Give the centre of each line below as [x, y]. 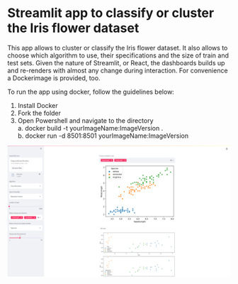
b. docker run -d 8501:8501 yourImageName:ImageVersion [103, 136]
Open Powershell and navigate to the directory [85, 120]
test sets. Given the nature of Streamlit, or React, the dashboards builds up [116, 62]
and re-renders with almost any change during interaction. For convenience [118, 70]
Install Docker [38, 105]
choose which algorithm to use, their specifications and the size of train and [118, 55]
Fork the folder [39, 113]
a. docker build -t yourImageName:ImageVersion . [90, 128]
